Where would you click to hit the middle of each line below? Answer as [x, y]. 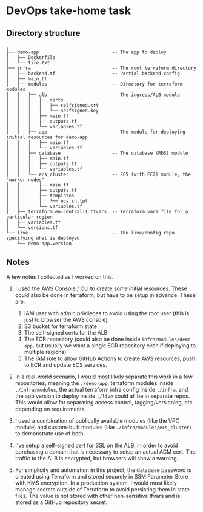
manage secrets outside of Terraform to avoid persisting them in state [102, 489]
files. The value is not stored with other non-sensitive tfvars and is [98, 496]
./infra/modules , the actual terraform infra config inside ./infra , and [101, 389]
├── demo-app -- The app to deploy [86, 52]
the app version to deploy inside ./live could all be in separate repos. [102, 396]
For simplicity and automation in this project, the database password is [103, 470]
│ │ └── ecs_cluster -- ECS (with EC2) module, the [98, 174]
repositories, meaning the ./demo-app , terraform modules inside [94, 383]
